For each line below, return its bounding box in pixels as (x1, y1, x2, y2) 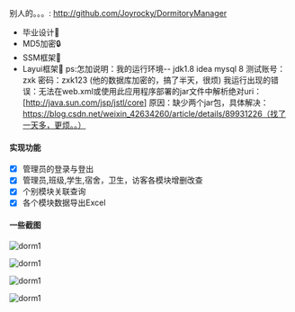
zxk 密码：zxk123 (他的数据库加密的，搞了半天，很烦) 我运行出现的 (22, 75, 272, 85)
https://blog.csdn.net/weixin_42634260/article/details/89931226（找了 (22, 109, 286, 119)
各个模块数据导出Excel (22, 197, 106, 209)
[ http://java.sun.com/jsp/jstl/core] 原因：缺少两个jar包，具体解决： (22, 97, 269, 108)
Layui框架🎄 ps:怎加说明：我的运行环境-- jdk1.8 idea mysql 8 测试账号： (22, 64, 286, 74)
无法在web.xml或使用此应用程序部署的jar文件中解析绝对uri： (38, 86, 263, 96)
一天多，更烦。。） (22, 120, 86, 130)
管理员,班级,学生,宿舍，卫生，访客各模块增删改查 (22, 174, 203, 186)
